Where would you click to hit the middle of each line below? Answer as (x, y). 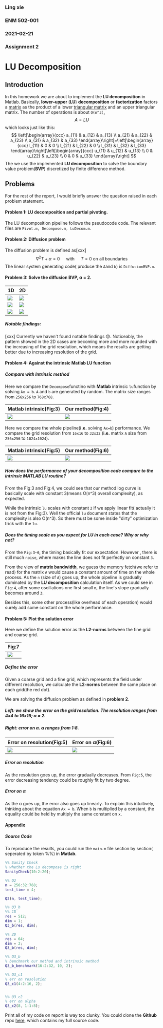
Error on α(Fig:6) (92, 742)
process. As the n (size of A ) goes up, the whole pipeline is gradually (73, 578)
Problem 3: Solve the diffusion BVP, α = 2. (48, 278)
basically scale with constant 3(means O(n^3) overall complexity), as (74, 493)
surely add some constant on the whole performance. (59, 608)
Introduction (24, 85)
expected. (15, 499)
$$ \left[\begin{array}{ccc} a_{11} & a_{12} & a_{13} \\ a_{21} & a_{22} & (82, 135)
